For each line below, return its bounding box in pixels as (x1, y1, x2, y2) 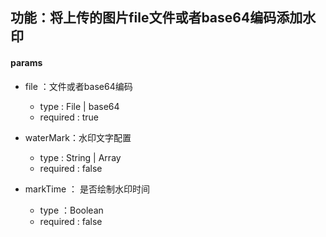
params (10, 56, 43, 68)
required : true (39, 111, 100, 123)
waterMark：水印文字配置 (24, 131, 132, 143)
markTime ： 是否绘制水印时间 (24, 183, 151, 195)
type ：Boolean (39, 204, 104, 216)
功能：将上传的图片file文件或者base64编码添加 (10, 9, 303, 27)
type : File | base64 (39, 100, 120, 112)
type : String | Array (39, 151, 122, 163)
